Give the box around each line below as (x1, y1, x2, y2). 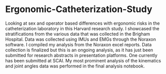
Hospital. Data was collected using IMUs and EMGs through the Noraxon (5, 36, 156, 42)
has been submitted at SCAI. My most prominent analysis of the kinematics (5, 57, 161, 63)
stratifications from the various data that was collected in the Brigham (5, 31, 150, 37)
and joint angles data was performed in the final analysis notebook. (5, 63, 145, 69)
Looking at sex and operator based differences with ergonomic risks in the (5, 20, 160, 26)
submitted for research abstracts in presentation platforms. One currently (5, 52, 158, 58)
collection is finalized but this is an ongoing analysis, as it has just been (5, 47, 153, 53)
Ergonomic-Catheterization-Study (5, 4, 152, 15)
